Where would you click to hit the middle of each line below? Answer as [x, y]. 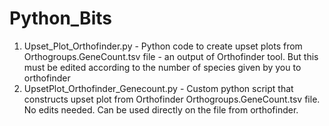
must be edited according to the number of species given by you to [162, 67]
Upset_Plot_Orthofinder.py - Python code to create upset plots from [163, 46]
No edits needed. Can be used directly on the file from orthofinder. [161, 109]
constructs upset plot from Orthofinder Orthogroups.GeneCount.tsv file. [172, 99]
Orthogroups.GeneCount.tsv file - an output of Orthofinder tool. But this [171, 56]
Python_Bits [60, 18]
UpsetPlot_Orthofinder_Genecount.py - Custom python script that [158, 88]
